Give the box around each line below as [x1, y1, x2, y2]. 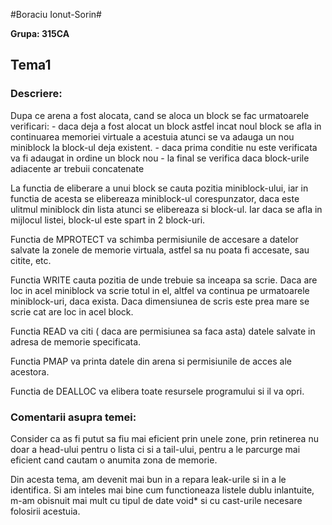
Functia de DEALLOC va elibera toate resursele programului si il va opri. [10, 385, 305, 397]
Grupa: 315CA [10, 28, 70, 39]
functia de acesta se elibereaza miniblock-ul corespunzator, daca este [10, 192, 300, 204]
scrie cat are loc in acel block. [10, 305, 134, 318]
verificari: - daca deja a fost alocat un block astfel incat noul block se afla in [10, 120, 322, 132]
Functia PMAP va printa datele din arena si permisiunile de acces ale [10, 355, 292, 367]
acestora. [10, 365, 50, 378]
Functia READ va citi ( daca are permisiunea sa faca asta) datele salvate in [10, 325, 316, 337]
